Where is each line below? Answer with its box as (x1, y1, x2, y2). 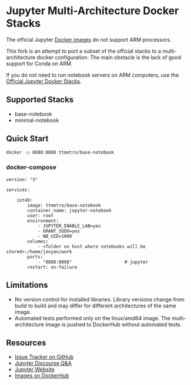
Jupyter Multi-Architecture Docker (6, 4, 179, 18)
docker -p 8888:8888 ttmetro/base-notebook (6, 149, 115, 155)
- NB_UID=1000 (37, 233, 72, 239)
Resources (6, 337, 46, 348)
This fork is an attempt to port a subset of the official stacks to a (6, 47, 162, 54)
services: (6, 187, 31, 192)
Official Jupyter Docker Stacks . (6, 78, 82, 85)
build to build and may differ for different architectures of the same (14, 302, 176, 309)
